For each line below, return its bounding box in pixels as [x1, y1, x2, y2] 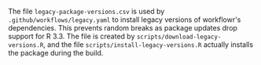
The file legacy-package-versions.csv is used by [8, 7, 165, 16]
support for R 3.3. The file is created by [8, 31, 135, 41]
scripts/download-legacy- [136, 33, 222, 41]
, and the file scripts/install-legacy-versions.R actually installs [42, 40, 254, 49]
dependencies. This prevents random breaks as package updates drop [8, 23, 238, 32]
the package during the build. [8, 49, 104, 57]
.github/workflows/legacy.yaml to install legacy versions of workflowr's [8, 15, 241, 24]
